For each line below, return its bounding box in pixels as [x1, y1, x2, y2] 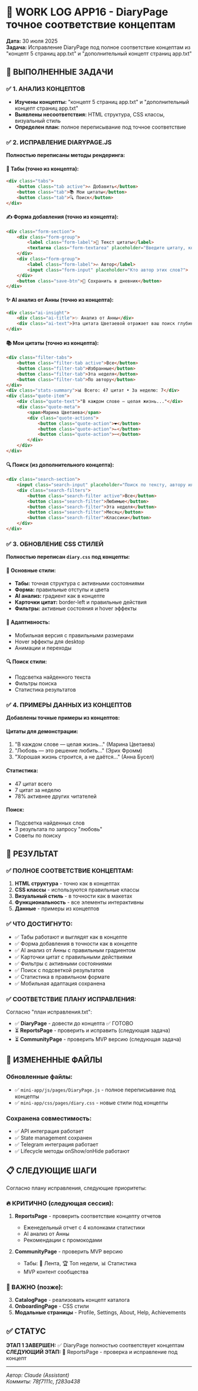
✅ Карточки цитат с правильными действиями [14, 953, 133, 960]
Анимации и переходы [14, 644, 72, 651]
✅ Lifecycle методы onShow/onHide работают [14, 1148, 130, 1155]
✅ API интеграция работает [14, 1128, 84, 1135]
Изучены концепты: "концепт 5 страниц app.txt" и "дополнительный [14, 98, 190, 105]
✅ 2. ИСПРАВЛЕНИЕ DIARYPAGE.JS [6, 138, 112, 146]
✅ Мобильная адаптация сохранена [14, 980, 105, 987]
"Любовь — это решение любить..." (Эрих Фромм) [14, 747, 143, 754]
